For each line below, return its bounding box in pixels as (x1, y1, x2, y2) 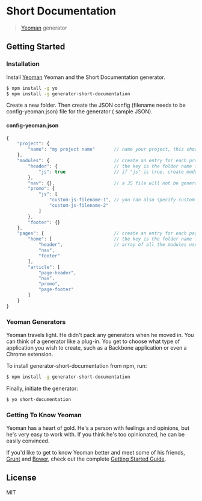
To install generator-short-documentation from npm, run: (6, 362, 147, 369)
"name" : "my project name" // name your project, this (28, 147, 185, 153)
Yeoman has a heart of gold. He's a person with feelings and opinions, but (6, 424, 189, 432)
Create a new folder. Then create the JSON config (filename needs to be (6, 101, 186, 109)
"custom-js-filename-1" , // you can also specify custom (49, 197, 195, 203)
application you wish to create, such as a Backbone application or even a (6, 344, 188, 351)
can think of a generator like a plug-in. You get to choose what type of (6, 338, 180, 345)
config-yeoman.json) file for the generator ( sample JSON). (6, 108, 153, 115)
